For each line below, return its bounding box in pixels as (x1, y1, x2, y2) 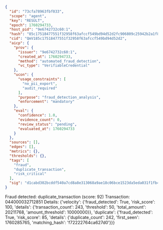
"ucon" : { (14, 72, 34, 77)
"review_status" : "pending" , (17, 122, 77, 127)
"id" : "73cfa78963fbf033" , (9, 9, 64, 14)
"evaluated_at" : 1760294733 (17, 126, 75, 131)
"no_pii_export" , (22, 81, 57, 86)
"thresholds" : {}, (9, 153, 47, 158)
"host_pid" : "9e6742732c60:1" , (9, 27, 73, 32)
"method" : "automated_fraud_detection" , (17, 59, 101, 64)
